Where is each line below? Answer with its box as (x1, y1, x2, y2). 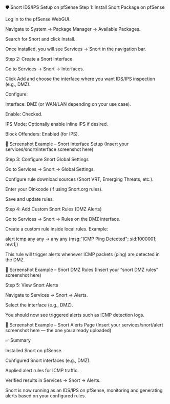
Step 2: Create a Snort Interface (5, 56, 73, 62)
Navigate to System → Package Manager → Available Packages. (5, 26, 141, 32)
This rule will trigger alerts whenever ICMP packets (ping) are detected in (5, 251, 160, 257)
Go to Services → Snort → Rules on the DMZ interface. (5, 216, 121, 222)
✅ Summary (5, 337, 31, 343)
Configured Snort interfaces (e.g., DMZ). (5, 357, 91, 363)
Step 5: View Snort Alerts (5, 282, 58, 288)
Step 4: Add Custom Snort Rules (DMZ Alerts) (5, 206, 102, 212)
